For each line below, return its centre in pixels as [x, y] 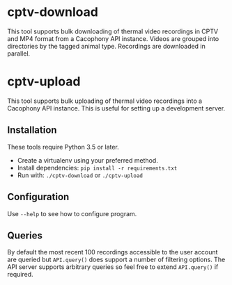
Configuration [38, 197]
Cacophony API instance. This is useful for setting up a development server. [116, 108]
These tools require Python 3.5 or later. [63, 147]
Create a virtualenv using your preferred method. [87, 160]
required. [20, 275]
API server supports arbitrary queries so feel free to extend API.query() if [113, 267]
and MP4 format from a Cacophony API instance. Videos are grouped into [113, 38]
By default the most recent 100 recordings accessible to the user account [113, 252]
